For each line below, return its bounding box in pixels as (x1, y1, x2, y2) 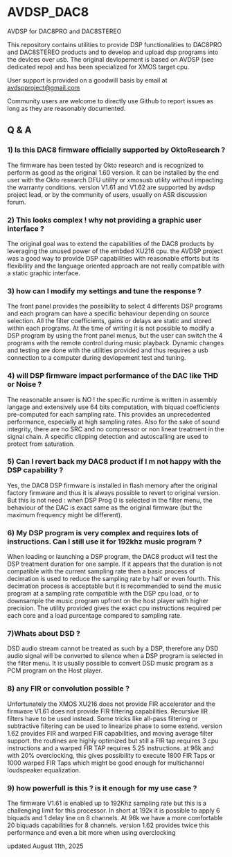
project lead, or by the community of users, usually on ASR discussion (7, 190, 208, 198)
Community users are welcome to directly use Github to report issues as (7, 96, 213, 105)
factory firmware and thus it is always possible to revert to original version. (7, 488, 220, 496)
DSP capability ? (7, 465, 64, 475)
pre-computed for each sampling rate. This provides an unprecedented (7, 410, 211, 418)
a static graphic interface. (7, 268, 81, 277)
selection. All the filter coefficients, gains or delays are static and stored (7, 317, 212, 325)
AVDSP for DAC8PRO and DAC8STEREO (7, 27, 122, 35)
